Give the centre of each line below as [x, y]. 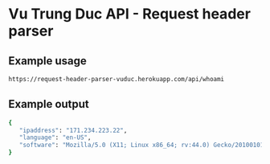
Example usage [47, 61]
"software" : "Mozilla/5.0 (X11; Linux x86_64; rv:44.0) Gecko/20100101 [141, 146]
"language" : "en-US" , [55, 137]
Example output [49, 104]
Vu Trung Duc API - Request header [130, 14]
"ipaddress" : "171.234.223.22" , [73, 130]
